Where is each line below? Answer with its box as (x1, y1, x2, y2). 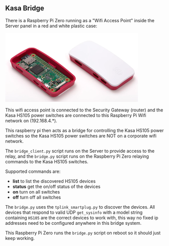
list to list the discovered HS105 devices (12, 178, 96, 184)
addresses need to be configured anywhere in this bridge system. (5, 220, 142, 226)
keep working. (5, 235, 35, 241)
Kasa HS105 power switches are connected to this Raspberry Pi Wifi (5, 112, 147, 118)
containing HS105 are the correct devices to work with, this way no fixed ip (5, 214, 158, 221)
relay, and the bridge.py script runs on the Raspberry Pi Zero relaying (5, 153, 149, 159)
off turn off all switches (12, 194, 61, 200)
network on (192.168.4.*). (5, 117, 57, 124)
